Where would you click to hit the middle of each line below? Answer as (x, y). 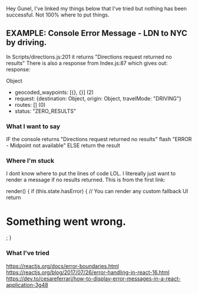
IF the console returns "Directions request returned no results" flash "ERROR (99, 139)
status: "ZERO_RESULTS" (45, 111)
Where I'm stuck (30, 161)
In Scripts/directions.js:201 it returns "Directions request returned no (89, 57)
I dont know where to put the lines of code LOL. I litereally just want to (91, 174)
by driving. (27, 43)
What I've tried (28, 253)
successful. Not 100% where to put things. (58, 15)
